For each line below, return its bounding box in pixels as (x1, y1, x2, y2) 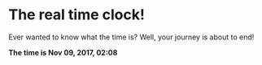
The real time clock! (8, 6, 145, 24)
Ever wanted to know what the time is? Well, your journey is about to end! (8, 32, 255, 42)
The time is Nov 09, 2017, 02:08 (8, 47, 118, 57)
